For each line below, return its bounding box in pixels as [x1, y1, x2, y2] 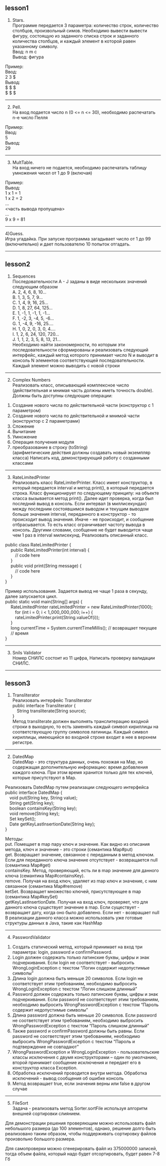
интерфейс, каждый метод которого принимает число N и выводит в [12, 352, 158, 358]
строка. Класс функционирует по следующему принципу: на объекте [12, 490, 159, 496]
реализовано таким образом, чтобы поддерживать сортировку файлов [5, 1131, 157, 1137]
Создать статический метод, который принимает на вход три [12, 944, 143, 950]
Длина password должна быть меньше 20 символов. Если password [12, 1012, 157, 1019]
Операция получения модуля [12, 439, 75, 445]
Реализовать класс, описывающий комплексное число [12, 382, 129, 388]
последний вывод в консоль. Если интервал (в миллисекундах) [12, 500, 147, 506]
